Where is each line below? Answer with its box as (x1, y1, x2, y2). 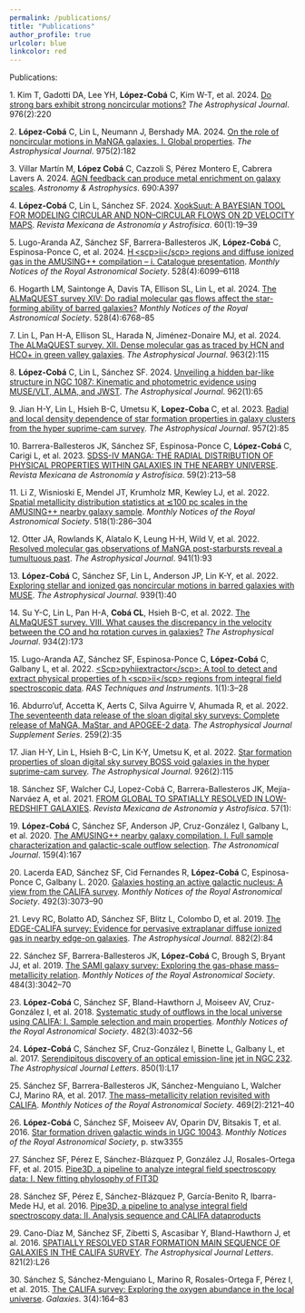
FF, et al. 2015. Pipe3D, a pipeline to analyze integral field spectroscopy (9, 1163, 277, 1175)
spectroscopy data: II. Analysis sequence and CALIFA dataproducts (9, 1210, 261, 1221)
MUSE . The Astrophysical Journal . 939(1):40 (9, 590, 177, 601)
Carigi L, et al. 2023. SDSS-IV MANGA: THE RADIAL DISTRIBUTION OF (9, 450, 274, 461)
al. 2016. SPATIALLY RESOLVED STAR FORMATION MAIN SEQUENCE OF (9, 1238, 281, 1249)
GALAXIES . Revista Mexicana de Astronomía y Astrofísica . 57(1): (49, 803, 292, 814)
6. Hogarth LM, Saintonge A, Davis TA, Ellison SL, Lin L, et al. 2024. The (9, 283, 277, 295)
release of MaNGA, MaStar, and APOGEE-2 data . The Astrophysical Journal (9, 720, 292, 730)
